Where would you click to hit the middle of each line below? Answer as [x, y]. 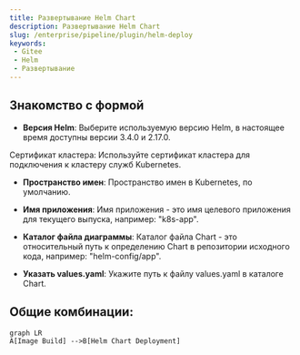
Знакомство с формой [77, 106]
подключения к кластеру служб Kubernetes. [95, 164]
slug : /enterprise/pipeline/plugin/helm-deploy [101, 35]
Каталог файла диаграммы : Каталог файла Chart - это [130, 237]
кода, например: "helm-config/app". [92, 256]
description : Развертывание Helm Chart [85, 26]
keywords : [28, 43]
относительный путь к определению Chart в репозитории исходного [156, 246]
